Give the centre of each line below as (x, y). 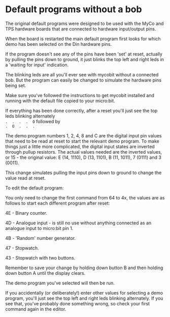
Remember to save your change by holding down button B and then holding (84, 268)
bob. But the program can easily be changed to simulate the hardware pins (83, 80)
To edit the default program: (35, 188)
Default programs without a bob (74, 9)
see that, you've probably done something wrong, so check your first (77, 303)
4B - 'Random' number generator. (41, 238)
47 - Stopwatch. (22, 248)
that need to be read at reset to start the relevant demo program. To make (82, 141)
